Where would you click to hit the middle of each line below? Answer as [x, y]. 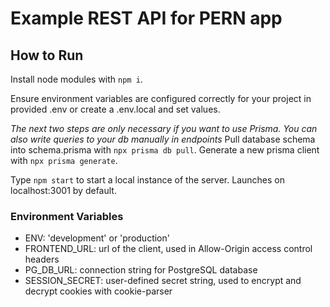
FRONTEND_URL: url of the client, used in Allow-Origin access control [168, 249]
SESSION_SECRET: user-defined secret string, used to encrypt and [163, 281]
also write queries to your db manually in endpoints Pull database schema [163, 139]
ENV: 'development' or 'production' [97, 238]
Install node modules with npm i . [76, 79]
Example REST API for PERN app [146, 18]
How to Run [47, 55]
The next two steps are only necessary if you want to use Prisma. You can [164, 128]
